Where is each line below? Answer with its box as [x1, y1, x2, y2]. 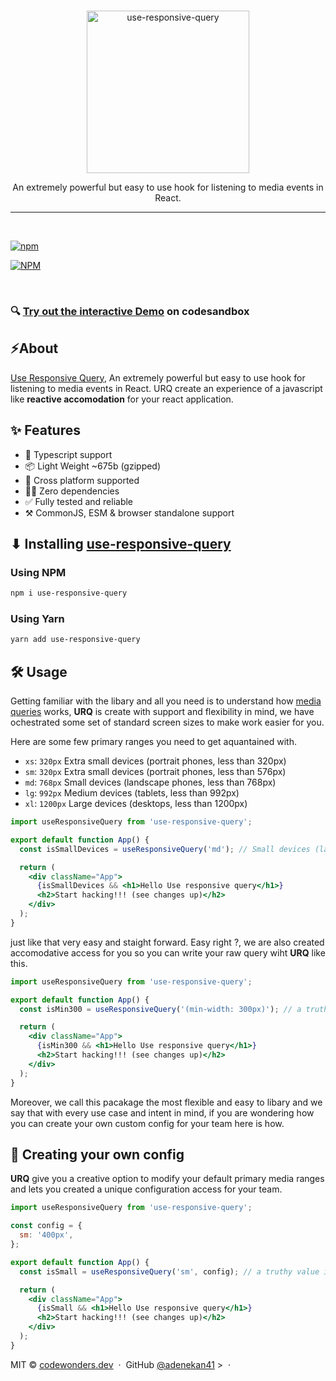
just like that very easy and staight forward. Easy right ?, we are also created [10, 936, 325, 948]
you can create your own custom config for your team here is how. [10, 1117, 285, 1129]
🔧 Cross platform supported [24, 474, 140, 486]
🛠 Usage [10, 663, 68, 680]
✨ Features [10, 422, 81, 439]
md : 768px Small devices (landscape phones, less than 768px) [24, 776, 277, 789]
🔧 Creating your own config [10, 1146, 185, 1163]
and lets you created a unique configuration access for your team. [10, 1183, 283, 1195]
